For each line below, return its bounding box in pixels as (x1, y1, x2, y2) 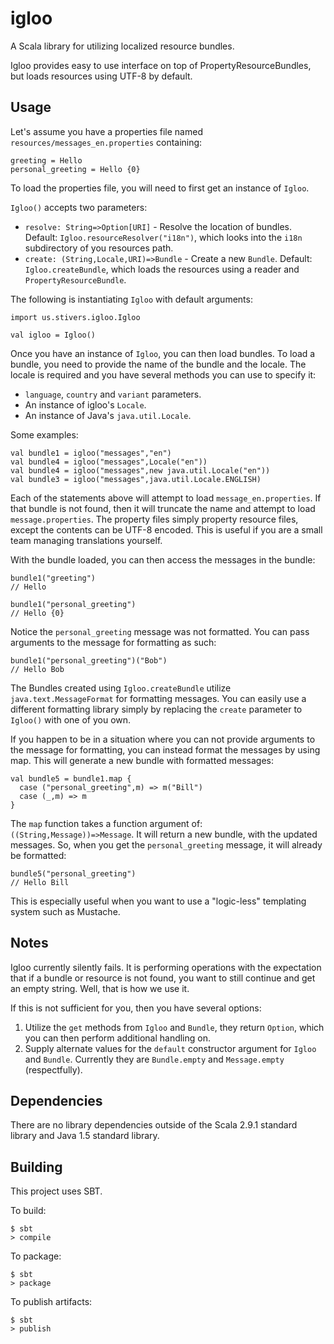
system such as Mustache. (10, 905, 121, 917)
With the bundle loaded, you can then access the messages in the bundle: (10, 553, 316, 566)
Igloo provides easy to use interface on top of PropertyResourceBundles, (10, 59, 312, 71)
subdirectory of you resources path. (24, 242, 174, 254)
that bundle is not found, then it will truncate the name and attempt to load (10, 502, 316, 514)
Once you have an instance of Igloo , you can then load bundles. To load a (10, 347, 316, 359)
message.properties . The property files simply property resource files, (10, 513, 299, 525)
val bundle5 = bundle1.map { (10, 773, 132, 784)
